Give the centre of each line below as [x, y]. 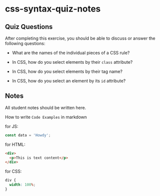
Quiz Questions [29, 27]
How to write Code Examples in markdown [46, 117]
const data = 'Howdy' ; [28, 135]
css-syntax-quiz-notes [53, 9]
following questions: [25, 43]
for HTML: [15, 144]
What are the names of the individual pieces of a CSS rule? [71, 53]
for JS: [12, 126]
